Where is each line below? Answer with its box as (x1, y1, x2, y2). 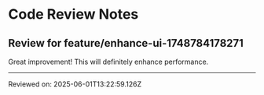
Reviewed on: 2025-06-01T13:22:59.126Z (8, 79, 142, 89)
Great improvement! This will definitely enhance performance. (8, 57, 209, 66)
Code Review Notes (8, 5, 139, 23)
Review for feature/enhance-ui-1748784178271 (8, 37, 244, 50)
